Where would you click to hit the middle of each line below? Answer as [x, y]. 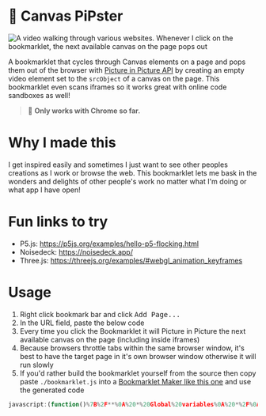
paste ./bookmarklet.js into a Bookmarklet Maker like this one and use [135, 381]
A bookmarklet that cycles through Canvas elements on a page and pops [127, 62]
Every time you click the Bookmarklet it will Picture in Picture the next [133, 331]
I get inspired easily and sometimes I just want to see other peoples [118, 165]
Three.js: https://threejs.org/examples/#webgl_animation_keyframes [131, 260]
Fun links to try [58, 222]
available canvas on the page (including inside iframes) [110, 339]
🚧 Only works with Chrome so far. [84, 111]
